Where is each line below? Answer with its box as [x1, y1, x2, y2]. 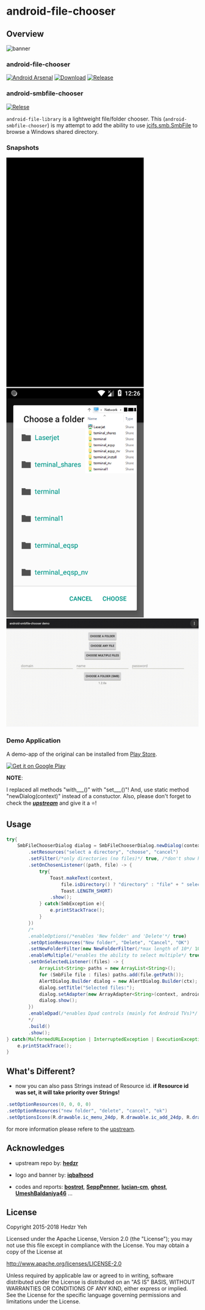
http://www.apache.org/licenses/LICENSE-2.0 [6, 1260, 122, 1267]
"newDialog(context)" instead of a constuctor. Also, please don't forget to [6, 792, 192, 799]
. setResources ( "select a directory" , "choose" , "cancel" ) [28, 849, 179, 856]
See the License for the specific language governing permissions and [6, 1292, 181, 1299]
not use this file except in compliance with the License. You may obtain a [6, 1242, 189, 1249]
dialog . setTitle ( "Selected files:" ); [38, 985, 135, 991]
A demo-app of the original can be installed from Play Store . [6, 750, 157, 758]
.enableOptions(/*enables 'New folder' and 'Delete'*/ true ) [28, 933, 187, 939]
